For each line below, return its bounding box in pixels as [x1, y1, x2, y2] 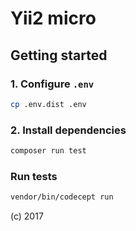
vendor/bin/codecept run [10, 192, 114, 202]
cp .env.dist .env [10, 99, 87, 109]
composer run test [10, 146, 87, 156]
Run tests [10, 169, 58, 183]
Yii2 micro [10, 7, 97, 30]
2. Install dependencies [10, 123, 127, 137]
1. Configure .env [10, 77, 95, 91]
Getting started [10, 47, 108, 64]
